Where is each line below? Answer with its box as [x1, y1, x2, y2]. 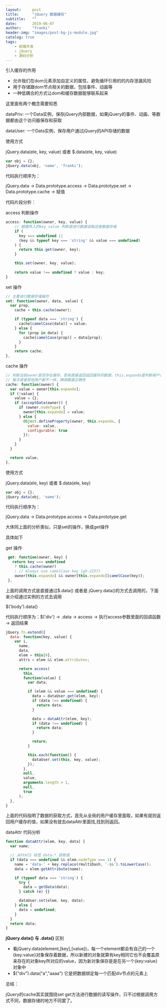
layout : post [5, 7, 41, 12]
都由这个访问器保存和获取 [9, 117, 62, 124]
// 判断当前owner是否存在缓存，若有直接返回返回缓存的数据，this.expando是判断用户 [5, 373, 160, 378]
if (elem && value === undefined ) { [27, 689, 103, 694]
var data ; [27, 680, 48, 685]
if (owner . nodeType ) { [18, 405, 66, 410]
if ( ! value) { [10, 391, 39, 396]
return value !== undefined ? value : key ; [14, 270, 105, 275]
